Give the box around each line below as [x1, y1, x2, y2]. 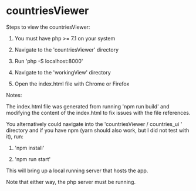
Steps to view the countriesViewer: [6, 23, 90, 30]
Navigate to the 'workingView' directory [14, 69, 111, 76]
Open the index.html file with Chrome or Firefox [14, 80, 130, 87]
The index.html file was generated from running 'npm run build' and [6, 103, 170, 110]
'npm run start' [14, 155, 51, 162]
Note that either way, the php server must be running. [6, 178, 136, 185]
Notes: [6, 91, 22, 98]
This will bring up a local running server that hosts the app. [6, 167, 148, 174]
